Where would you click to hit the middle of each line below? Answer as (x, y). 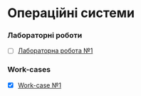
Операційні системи (71, 13)
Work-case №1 (40, 85)
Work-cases (29, 70)
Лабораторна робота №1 (55, 50)
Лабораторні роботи (45, 36)
